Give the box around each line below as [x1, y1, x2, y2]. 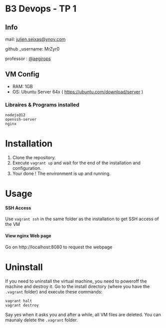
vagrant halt [5, 298, 32, 303]
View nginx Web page [5, 233, 51, 239]
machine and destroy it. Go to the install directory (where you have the [5, 283, 150, 289]
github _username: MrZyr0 [5, 46, 60, 52]
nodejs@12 [5, 113, 26, 118]
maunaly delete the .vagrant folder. [5, 316, 78, 323]
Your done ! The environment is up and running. [12, 171, 111, 177]
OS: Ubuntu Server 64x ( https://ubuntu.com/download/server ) [12, 89, 144, 95]
